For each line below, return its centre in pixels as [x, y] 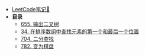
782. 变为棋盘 [37, 46]
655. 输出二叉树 [40, 24]
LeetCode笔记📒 [31, 9]
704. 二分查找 [37, 39]
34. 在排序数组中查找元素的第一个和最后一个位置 [80, 31]
